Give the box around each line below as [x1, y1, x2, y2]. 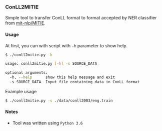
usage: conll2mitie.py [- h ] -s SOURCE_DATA [5, 61, 97, 66]
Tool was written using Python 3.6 [12, 120, 83, 126]
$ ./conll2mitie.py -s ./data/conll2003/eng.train [5, 98, 113, 103]
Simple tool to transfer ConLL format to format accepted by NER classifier [5, 15, 157, 21]
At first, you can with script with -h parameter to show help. [5, 42, 128, 48]
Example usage [5, 88, 37, 94]
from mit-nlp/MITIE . [5, 20, 46, 26]
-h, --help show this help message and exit [9, 75, 115, 80]
